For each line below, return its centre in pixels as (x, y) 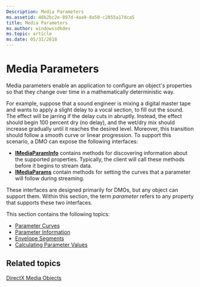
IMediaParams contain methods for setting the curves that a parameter (103, 172)
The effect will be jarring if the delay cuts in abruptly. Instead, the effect (94, 116)
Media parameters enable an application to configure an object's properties (99, 85)
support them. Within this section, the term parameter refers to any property (100, 196)
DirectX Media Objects (34, 277)
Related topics (33, 263)
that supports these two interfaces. (49, 202)
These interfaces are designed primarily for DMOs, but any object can (92, 190)
